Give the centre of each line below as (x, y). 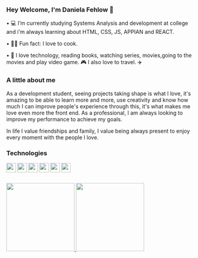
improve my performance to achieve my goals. (64, 119)
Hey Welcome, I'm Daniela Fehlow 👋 (60, 10)
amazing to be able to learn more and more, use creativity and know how (97, 100)
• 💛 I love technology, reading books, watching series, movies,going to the (99, 55)
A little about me (31, 80)
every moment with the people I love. (52, 137)
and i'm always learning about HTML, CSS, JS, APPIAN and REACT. (90, 32)
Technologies (27, 153)
